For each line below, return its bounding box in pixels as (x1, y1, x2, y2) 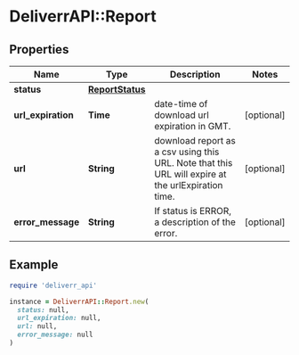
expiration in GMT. (154, 120, 231, 132)
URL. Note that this (154, 157, 233, 169)
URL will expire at (154, 168, 227, 180)
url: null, (17, 322, 58, 331)
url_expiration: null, (17, 314, 101, 323)
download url (154, 109, 209, 121)
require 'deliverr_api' (9, 281, 98, 290)
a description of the (154, 216, 236, 228)
